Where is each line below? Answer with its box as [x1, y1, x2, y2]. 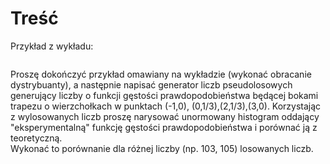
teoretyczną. [10, 132, 63, 144]
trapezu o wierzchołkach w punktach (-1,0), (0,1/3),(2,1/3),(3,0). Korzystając [10, 100, 322, 112]
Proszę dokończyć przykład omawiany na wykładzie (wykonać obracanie [10, 68, 312, 80]
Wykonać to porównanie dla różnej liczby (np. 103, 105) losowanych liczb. [10, 142, 314, 154]
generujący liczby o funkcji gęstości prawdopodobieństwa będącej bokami [10, 89, 319, 101]
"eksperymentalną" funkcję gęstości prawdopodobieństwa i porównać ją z [10, 121, 318, 133]
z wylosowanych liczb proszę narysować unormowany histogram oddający [10, 110, 320, 122]
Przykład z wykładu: [10, 40, 94, 52]
